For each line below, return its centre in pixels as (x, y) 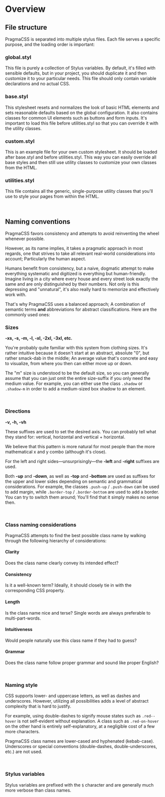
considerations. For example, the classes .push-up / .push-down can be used (82, 486)
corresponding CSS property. (35, 590)
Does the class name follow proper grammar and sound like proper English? (82, 663)
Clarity (12, 552)
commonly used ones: (28, 315)
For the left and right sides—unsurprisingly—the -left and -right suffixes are (82, 461)
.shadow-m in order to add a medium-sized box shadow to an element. (76, 389)
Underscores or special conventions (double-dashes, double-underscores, (81, 747)
